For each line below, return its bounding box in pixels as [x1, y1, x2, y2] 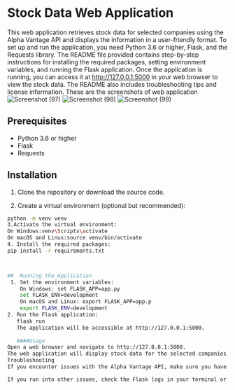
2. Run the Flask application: [7, 312, 99, 319]
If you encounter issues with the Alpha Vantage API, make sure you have [7, 363, 227, 370]
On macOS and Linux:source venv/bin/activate [7, 235, 142, 242]
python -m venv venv [7, 215, 68, 222]
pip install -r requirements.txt [7, 247, 105, 254]
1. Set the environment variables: [10, 279, 114, 286]
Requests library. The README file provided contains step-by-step [7, 50, 199, 59]
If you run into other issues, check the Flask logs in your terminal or [7, 376, 227, 383]
